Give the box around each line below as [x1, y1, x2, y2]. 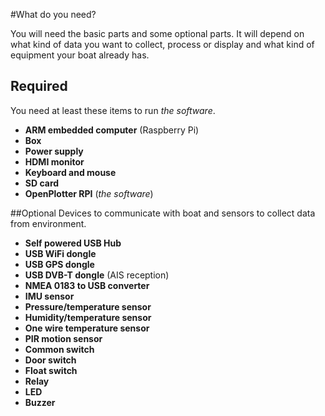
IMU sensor [24, 290, 75, 302]
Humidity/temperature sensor [24, 311, 152, 323]
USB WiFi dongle [24, 247, 97, 259]
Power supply [24, 145, 84, 157]
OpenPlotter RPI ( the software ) [24, 187, 154, 199]
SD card [24, 177, 60, 189]
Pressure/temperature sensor [24, 300, 152, 313]
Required [10, 78, 68, 95]
